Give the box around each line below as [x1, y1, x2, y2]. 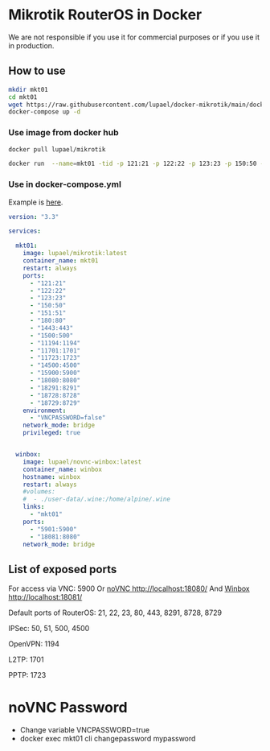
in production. [8, 40, 55, 50]
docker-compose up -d [8, 108, 81, 116]
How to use [8, 64, 66, 78]
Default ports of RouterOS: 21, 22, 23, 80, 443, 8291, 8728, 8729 [8, 608, 223, 617]
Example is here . [8, 197, 63, 207]
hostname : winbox [22, 472, 81, 481]
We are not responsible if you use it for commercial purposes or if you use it [8, 32, 260, 42]
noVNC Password [8, 699, 128, 717]
